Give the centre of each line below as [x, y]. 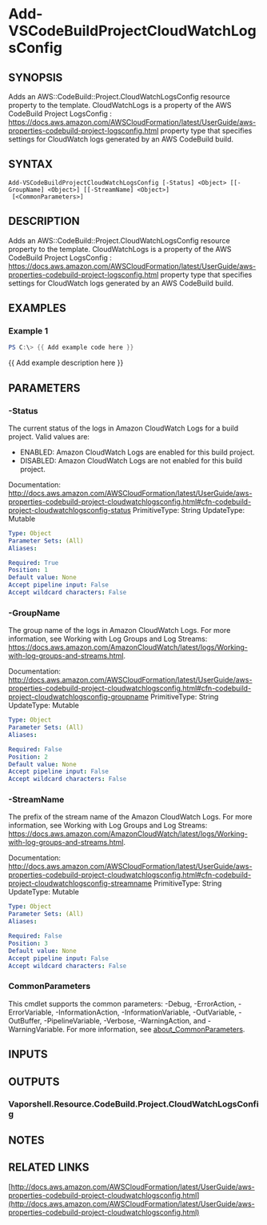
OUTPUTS [34, 1081]
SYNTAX [31, 164]
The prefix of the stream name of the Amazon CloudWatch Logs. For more [130, 817]
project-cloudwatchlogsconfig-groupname [79, 697]
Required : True [34, 562]
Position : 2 [28, 757]
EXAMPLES [37, 308]
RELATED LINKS [49, 1168]
